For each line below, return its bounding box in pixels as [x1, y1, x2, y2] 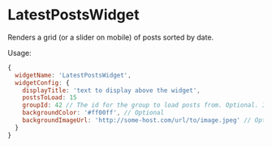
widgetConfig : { [15, 78, 70, 86]
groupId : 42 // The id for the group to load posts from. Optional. [22, 101, 259, 110]
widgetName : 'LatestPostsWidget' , [15, 71, 132, 79]
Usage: [7, 48, 32, 57]
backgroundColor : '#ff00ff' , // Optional [22, 109, 164, 117]
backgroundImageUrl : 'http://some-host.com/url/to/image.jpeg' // [22, 116, 252, 124]
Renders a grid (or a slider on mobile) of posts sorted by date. [7, 32, 214, 42]
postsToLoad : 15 [22, 94, 78, 102]
